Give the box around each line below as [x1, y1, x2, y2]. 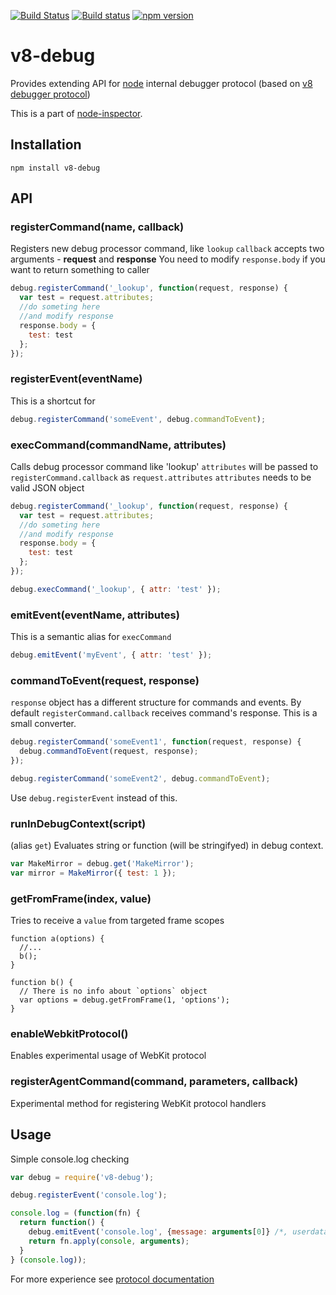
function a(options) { [10, 934, 105, 944]
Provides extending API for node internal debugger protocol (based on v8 [10, 77, 313, 89]
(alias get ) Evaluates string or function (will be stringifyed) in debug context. [10, 840, 324, 852]
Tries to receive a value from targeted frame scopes [10, 915, 225, 927]
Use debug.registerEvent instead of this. [10, 791, 178, 804]
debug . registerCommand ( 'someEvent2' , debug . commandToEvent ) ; [10, 773, 271, 784]
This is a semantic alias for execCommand [10, 631, 172, 643]
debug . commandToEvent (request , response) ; [19, 746, 199, 757]
